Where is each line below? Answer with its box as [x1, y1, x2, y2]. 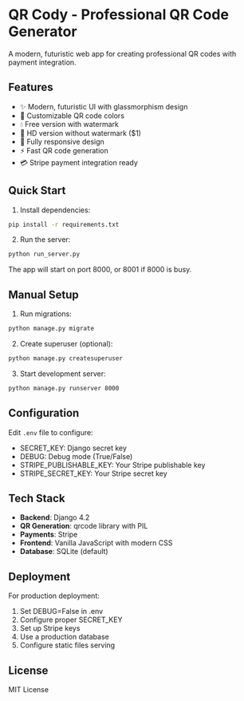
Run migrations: [19, 309, 72, 319]
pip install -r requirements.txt [8, 220, 120, 228]
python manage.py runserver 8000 [8, 384, 120, 392]
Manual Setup [8, 287, 80, 301]
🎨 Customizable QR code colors [19, 110, 125, 121]
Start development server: [19, 369, 106, 378]
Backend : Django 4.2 [19, 513, 90, 522]
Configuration [8, 406, 80, 420]
